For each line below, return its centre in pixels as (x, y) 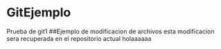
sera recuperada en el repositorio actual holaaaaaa (79, 38)
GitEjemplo (39, 13)
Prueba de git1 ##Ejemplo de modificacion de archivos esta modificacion (110, 31)
